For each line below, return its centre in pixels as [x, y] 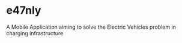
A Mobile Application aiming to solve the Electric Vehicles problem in [91, 27]
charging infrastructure [35, 33]
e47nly [24, 10]
